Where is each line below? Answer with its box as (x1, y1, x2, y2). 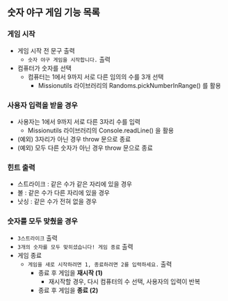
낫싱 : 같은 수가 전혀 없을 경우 (17, 197, 97, 206)
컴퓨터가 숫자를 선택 (17, 63, 72, 72)
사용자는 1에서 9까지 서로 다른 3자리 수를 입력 (17, 117, 141, 125)
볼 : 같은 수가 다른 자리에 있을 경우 (17, 189, 110, 197)
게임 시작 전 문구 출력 (17, 46, 75, 54)
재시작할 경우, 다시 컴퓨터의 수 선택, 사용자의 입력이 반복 (48, 277, 200, 286)
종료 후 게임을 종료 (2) (38, 286, 99, 294)
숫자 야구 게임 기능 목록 (7, 6, 101, 19)
